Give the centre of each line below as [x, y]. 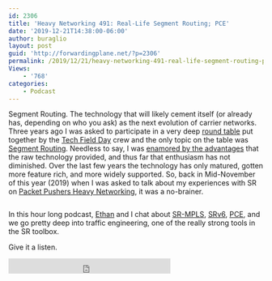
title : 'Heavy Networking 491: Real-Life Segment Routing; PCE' [119, 23]
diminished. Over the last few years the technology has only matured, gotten [136, 166]
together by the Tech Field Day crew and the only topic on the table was [128, 140]
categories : [28, 83]
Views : [19, 69]
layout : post [30, 46]
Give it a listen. [33, 247]
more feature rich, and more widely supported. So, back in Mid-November [132, 174]
